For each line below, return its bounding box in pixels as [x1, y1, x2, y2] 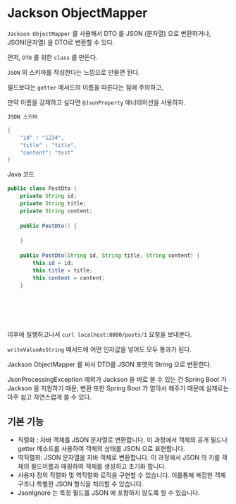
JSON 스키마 [7, 113, 38, 121]
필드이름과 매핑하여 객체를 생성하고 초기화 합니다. [30, 462, 167, 471]
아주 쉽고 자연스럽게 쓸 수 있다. [7, 393, 92, 402]
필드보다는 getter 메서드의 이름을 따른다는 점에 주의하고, [7, 83, 163, 91]
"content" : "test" [20, 149, 74, 156]
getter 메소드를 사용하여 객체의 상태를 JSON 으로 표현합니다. [17, 445, 185, 453]
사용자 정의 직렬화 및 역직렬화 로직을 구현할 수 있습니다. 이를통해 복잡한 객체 [17, 471, 227, 479]
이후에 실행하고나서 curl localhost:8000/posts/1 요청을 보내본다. [7, 330, 192, 339]
